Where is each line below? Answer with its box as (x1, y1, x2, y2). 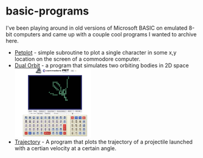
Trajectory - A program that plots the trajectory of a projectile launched (14, 138, 193, 145)
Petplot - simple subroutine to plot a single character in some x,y (14, 48, 177, 56)
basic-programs (5, 4, 89, 18)
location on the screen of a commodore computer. (14, 55, 140, 62)
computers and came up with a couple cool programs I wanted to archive (13, 30, 197, 38)
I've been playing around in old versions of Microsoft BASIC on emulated (5, 24, 188, 31)
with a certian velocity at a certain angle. (14, 144, 117, 152)
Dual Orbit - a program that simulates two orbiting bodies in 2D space (14, 62, 189, 69)
